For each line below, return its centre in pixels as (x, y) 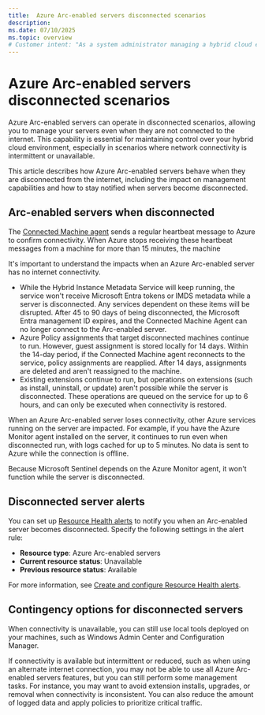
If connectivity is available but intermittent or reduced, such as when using (129, 661)
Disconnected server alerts (77, 502)
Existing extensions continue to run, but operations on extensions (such (136, 379)
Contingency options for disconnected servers (126, 610)
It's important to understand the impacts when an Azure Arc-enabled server (131, 263)
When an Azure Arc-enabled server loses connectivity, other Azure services (132, 419)
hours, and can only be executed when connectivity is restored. (123, 404)
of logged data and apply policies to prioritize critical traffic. (105, 702)
